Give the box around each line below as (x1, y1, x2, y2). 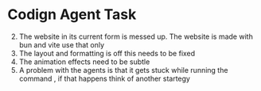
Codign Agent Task (7, 6, 137, 24)
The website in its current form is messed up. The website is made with (18, 32, 254, 41)
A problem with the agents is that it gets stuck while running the (18, 65, 228, 74)
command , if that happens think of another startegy (18, 74, 190, 83)
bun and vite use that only (18, 40, 105, 49)
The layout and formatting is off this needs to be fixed (18, 48, 196, 58)
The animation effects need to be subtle (18, 57, 150, 66)
